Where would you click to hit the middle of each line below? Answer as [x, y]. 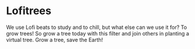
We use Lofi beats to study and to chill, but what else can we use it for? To [97, 27]
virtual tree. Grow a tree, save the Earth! [55, 40]
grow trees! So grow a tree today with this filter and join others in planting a [98, 33]
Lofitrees [29, 11]
